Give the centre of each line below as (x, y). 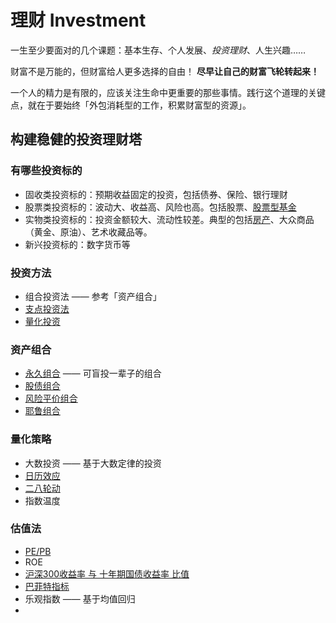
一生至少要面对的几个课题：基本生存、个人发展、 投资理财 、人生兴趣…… (158, 50)
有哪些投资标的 (46, 171)
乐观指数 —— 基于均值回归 (80, 598)
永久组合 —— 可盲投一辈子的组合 (93, 373)
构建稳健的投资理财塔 (76, 139)
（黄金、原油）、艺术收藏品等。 (88, 232)
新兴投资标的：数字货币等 (77, 244)
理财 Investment (78, 20)
